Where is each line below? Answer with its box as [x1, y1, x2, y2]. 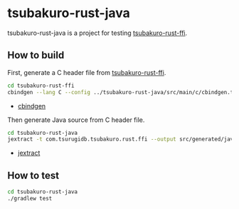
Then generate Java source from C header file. [7, 116, 145, 124]
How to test [7, 169, 59, 181]
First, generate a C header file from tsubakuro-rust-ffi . [7, 68, 166, 76]
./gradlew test [7, 195, 53, 202]
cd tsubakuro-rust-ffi [7, 82, 75, 89]
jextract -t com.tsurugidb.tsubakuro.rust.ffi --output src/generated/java [7, 136, 237, 143]
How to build [7, 49, 65, 61]
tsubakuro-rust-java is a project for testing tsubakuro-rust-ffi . [7, 29, 188, 37]
